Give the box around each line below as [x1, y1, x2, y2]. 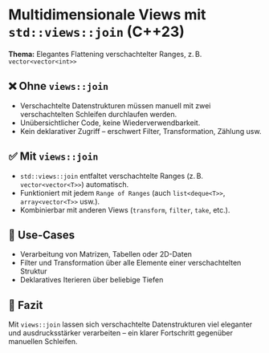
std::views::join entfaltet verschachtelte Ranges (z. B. [19, 171, 203, 181]
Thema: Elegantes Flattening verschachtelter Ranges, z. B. [8, 49, 202, 59]
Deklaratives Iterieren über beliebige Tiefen [19, 275, 164, 285]
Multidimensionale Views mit [8, 6, 206, 24]
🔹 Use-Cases [8, 228, 75, 241]
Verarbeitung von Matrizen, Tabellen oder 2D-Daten [19, 250, 193, 259]
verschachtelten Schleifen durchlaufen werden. [19, 109, 177, 119]
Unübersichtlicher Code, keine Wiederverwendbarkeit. [19, 118, 201, 128]
